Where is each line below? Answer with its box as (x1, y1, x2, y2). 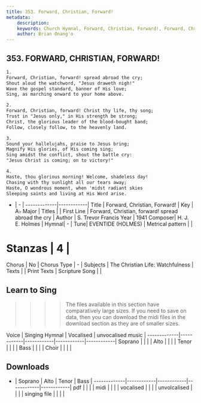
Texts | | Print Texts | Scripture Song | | (6, 268, 102, 275)
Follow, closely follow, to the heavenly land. (6, 124, 127, 131)
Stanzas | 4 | (6, 241, 71, 255)
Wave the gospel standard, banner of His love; (6, 86, 127, 92)
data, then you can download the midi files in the (65, 314, 186, 321)
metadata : (6, 14, 31, 20)
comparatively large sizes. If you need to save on (65, 307, 187, 314)
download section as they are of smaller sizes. (65, 320, 180, 327)
